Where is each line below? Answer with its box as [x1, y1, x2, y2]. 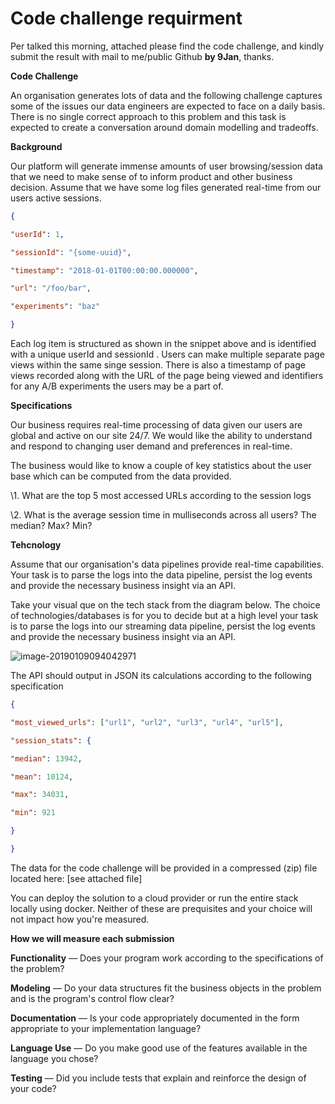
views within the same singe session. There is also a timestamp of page [10, 359, 306, 371]
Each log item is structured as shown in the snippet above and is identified [10, 338, 317, 350]
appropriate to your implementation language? [10, 1022, 202, 1034]
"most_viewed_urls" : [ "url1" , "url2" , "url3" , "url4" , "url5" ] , [10, 717, 284, 727]
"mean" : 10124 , [10, 772, 74, 782]
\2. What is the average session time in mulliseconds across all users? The [10, 509, 317, 521]
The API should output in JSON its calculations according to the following [10, 670, 312, 682]
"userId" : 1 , [10, 229, 65, 239]
